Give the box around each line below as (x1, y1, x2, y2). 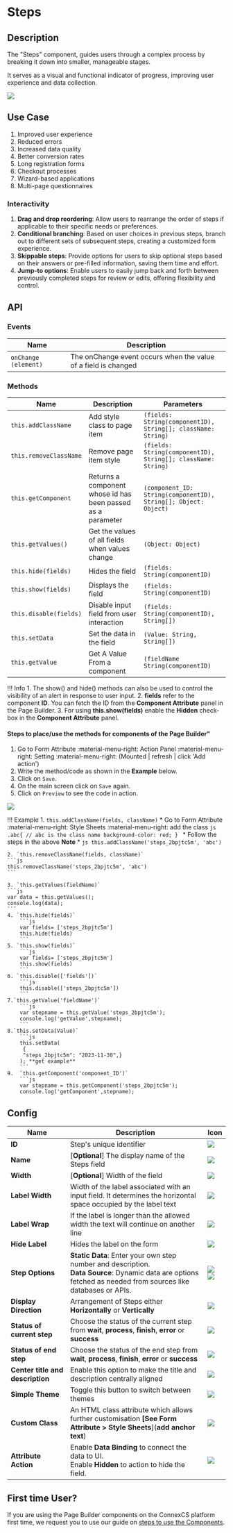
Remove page (88, 447, 134, 456)
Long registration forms (17, 159, 85, 167)
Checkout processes (17, 167, 77, 175)
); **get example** (19, 1058, 76, 1065)
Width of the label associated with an (70, 1182, 191, 1192)
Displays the (88, 581, 129, 590)
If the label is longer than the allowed (70, 1211, 190, 1220)
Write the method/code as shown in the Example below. (17, 767, 178, 775)
